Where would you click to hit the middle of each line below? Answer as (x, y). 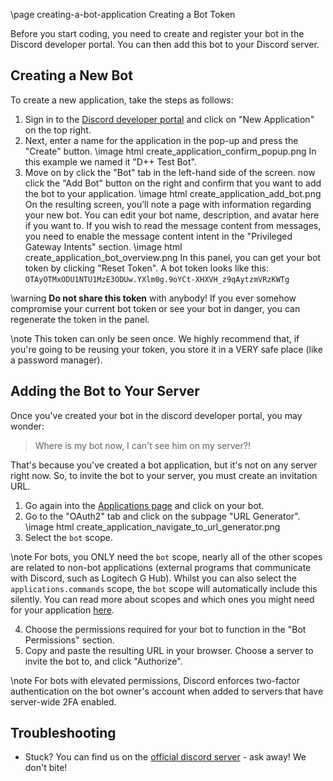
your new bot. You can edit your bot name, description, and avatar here (172, 215)
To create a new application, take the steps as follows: (122, 100)
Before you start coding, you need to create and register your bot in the (157, 33)
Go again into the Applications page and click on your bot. (144, 505)
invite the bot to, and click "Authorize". (103, 661)
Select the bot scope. (68, 537)
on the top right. (58, 130)
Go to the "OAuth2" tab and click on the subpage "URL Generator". (162, 516)
